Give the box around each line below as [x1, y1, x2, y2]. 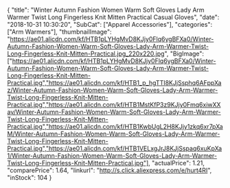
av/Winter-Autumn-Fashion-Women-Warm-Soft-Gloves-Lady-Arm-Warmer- [7, 108, 221, 116]
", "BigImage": [164, 49, 205, 58]
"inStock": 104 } [7, 174, 52, 181]
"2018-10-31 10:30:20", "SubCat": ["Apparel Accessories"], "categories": [7, 21, 213, 28]
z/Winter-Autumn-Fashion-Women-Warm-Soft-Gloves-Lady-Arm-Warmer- [7, 86, 218, 94]
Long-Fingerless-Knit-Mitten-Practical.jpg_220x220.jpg [7, 49, 165, 58]
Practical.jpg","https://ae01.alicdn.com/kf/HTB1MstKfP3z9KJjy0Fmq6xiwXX [7, 101, 221, 108]
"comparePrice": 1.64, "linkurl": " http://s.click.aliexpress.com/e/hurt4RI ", [7, 166, 212, 174]
